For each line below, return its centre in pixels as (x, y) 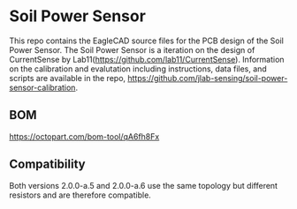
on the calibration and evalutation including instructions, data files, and (138, 69)
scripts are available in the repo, (68, 78)
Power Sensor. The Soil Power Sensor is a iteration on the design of (132, 49)
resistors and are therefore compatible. (80, 195)
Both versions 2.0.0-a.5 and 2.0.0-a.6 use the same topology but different (144, 185)
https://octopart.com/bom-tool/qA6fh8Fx (84, 136)
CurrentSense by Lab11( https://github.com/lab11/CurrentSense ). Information (147, 59)
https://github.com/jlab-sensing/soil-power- (208, 78)
